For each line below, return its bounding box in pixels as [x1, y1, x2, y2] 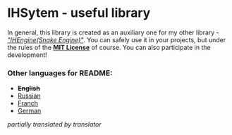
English [17, 84, 41, 93]
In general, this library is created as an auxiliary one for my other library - [7, 28, 220, 37]
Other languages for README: [7, 68, 113, 78]
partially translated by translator [7, 120, 102, 129]
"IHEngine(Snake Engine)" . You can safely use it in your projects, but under [7, 35, 226, 44]
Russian [17, 91, 41, 100]
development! [7, 51, 47, 59]
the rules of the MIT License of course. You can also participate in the [7, 43, 211, 51]
